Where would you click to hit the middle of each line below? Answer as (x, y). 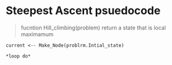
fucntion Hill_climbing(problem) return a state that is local (93, 28)
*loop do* (18, 56)
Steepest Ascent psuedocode (83, 11)
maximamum (37, 34)
